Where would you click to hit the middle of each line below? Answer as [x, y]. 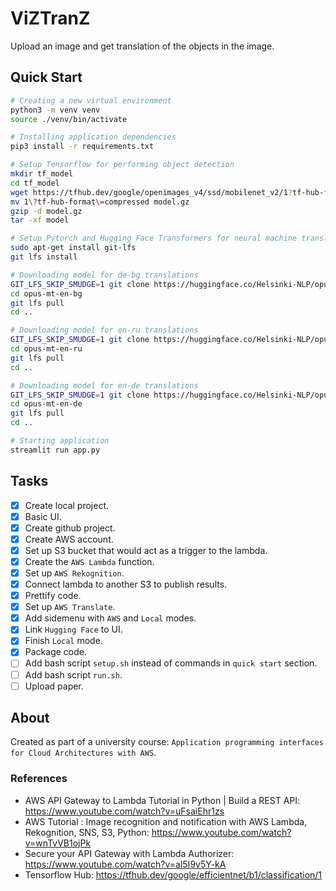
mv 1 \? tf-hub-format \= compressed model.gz [100, 202]
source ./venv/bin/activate [69, 119]
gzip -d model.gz [46, 211]
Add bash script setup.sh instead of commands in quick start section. [171, 663]
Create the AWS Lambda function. [89, 561]
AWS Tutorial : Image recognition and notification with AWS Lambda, [166, 821]
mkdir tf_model [42, 174]
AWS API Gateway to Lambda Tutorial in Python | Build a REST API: [162, 800]
